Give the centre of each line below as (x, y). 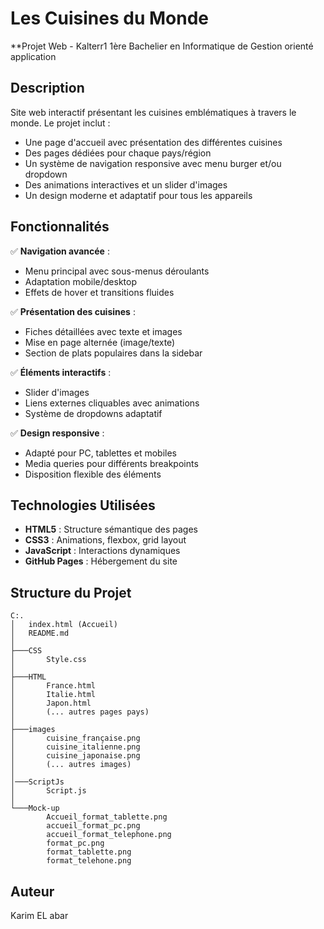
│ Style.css (48, 660)
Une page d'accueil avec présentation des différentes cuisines (153, 142)
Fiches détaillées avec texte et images (103, 331)
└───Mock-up (35, 808)
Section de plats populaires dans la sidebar (113, 353)
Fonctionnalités (60, 227)
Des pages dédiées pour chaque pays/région (118, 153)
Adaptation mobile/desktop (80, 281)
